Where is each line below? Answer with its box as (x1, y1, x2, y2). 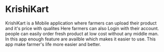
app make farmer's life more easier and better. (5, 41, 101, 47)
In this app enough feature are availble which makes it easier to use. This (5, 36, 156, 42)
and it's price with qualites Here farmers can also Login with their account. (5, 25, 159, 31)
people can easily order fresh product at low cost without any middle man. (5, 30, 159, 36)
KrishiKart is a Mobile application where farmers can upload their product (5, 20, 157, 26)
